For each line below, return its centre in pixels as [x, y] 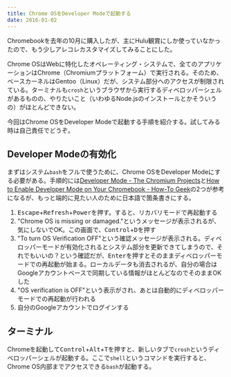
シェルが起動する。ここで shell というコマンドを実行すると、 [123, 358]
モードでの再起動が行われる [57, 299]
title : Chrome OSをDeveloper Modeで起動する [69, 13]
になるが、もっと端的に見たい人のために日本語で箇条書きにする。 [101, 198]
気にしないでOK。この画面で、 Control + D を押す [86, 230]
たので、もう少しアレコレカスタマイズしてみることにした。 [92, 49]
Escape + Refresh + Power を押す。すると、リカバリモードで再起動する [117, 213]
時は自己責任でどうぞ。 [40, 130]
